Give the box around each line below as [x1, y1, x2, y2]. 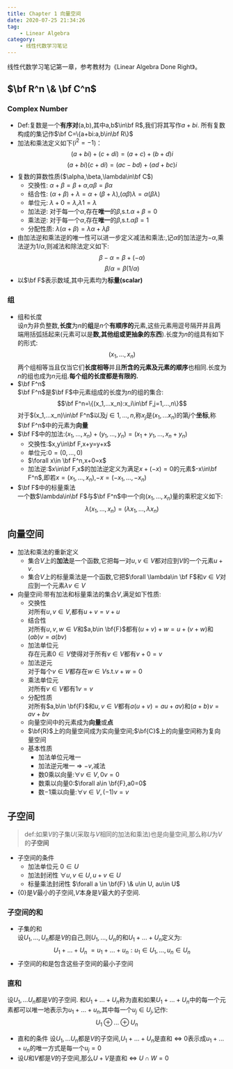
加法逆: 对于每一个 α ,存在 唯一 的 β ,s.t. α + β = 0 [27, 207, 158, 216]
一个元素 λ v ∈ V [40, 581, 86, 590]
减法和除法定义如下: [51, 242, 109, 251]
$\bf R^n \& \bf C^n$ [7, 83, 97, 95]
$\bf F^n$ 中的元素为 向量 [17, 421, 88, 429]
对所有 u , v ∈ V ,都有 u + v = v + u [27, 608, 120, 616]
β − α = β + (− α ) [98, 254, 145, 262]
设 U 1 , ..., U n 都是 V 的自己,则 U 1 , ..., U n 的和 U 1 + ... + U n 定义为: [17, 933, 182, 944]
